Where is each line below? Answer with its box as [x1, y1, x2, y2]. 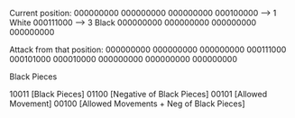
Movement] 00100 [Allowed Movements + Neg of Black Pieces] [9, 98, 245, 109]
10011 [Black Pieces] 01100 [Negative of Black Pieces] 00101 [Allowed [9, 89, 268, 99]
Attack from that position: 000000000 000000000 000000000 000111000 [9, 44, 287, 55]
